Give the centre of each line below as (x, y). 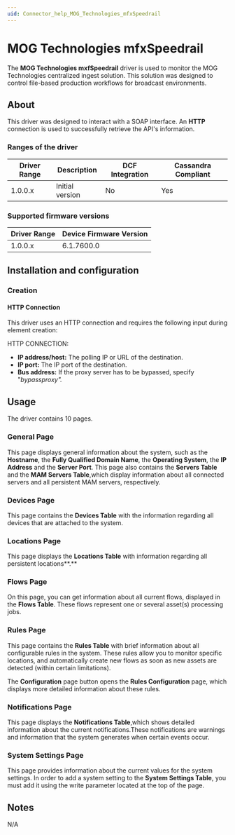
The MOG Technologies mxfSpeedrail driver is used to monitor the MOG (113, 68)
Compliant (193, 174)
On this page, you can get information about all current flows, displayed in (114, 597)
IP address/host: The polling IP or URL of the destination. (100, 358)
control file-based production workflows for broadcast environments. (107, 83)
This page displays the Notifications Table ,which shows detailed (101, 722)
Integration (130, 174)
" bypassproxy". (40, 380)
